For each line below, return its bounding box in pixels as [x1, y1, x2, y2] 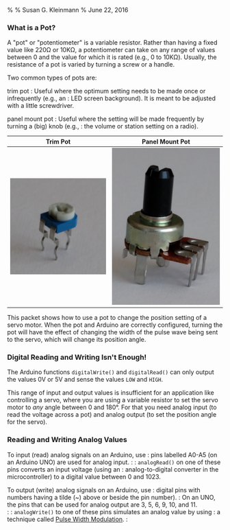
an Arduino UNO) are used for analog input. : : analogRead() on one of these [7, 458, 221, 466]
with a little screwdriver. [7, 102, 74, 110]
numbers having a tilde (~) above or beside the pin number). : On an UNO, [7, 493, 216, 501]
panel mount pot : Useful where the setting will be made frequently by [7, 115, 204, 123]
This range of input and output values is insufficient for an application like [7, 389, 214, 397]
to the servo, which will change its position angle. [7, 336, 146, 344]
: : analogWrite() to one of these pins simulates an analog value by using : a [7, 507, 221, 516]
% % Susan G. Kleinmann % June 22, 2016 [7, 6, 129, 14]
